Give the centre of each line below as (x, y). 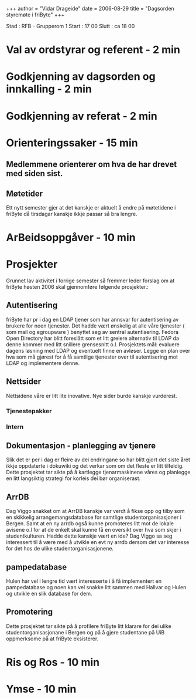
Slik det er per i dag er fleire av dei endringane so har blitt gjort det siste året (98, 460)
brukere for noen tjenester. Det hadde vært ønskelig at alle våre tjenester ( (95, 326)
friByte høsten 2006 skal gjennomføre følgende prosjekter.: (78, 287)
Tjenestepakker (29, 411)
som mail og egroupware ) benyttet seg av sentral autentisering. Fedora (92, 332)
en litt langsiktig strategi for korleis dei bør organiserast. (73, 478)
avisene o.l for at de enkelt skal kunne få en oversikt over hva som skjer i (94, 530)
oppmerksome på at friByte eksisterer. (52, 639)
